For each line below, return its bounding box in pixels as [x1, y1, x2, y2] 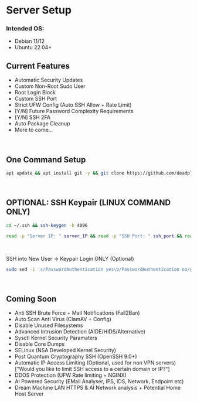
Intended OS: [6, 25, 45, 33]
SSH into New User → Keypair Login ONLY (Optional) [6, 255, 134, 262]
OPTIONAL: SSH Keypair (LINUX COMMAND [6, 197, 171, 208]
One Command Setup [6, 155, 86, 165]
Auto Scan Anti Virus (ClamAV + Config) [14, 316, 111, 323]
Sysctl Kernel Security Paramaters [14, 335, 98, 342]
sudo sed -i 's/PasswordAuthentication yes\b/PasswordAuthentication [6, 266, 180, 272]
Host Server [14, 390, 44, 397]
